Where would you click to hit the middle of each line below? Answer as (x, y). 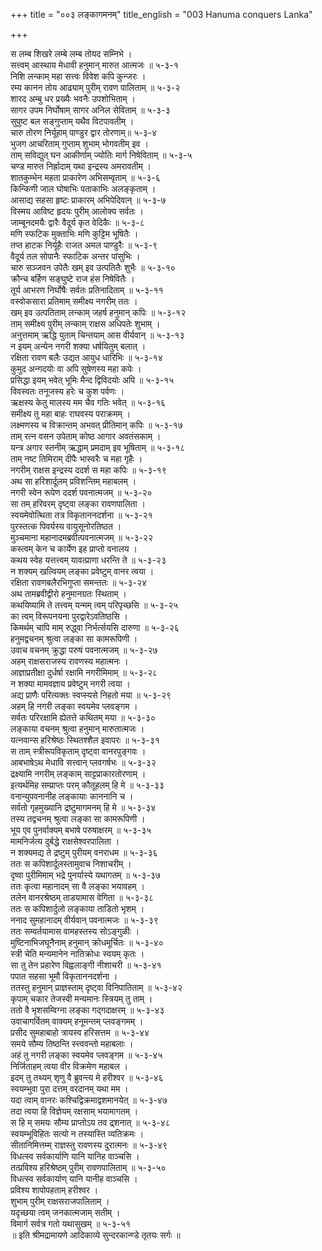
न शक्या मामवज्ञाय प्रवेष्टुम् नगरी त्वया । (70, 683)
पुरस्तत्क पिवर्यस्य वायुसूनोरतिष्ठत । (66, 526)
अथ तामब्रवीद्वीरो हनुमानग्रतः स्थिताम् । (68, 593)
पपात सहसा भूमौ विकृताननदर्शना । (64, 976)
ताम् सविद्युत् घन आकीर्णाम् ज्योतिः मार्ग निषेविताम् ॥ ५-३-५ (101, 155)
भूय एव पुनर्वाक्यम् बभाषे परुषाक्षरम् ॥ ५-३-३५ (81, 830)
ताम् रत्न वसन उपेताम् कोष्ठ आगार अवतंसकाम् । (86, 436)
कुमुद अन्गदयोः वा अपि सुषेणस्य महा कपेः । (76, 368)
